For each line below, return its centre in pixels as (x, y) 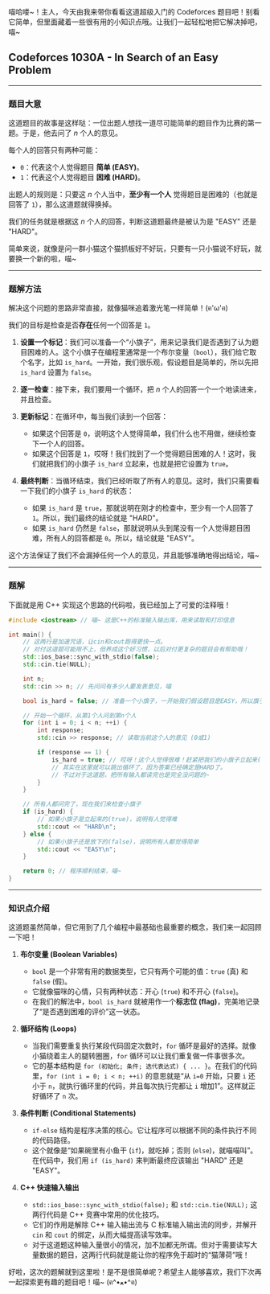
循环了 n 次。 (61, 1096)
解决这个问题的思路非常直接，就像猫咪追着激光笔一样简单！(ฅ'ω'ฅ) (119, 308)
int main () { (30, 635)
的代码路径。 (53, 1140)
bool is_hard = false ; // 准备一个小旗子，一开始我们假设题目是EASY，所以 (138, 701)
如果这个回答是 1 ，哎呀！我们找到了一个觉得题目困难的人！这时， (140, 454)
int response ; (61, 730)
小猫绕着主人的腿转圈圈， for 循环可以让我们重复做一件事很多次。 (141, 1056)
